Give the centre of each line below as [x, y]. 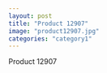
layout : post [30, 16]
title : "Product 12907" [49, 24]
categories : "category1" [50, 39]
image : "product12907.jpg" [54, 31]
